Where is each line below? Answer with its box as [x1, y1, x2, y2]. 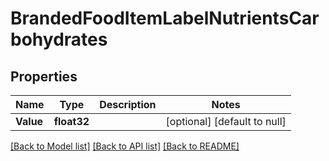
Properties [10, 68, 78, 85]
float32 [53, 115, 90, 128]
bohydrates [10, 28, 108, 51]
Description [99, 98, 157, 111]
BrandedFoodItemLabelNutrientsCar [10, 7, 320, 30]
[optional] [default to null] [165, 115, 287, 128]
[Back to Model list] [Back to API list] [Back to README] [10, 140, 240, 152]
